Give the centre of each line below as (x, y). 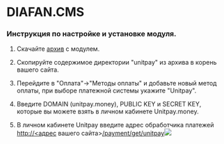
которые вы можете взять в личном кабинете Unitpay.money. (107, 111)
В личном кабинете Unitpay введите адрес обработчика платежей (115, 125)
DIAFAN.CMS (46, 12)
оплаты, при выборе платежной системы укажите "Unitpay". (106, 90)
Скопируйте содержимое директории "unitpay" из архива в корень (117, 63)
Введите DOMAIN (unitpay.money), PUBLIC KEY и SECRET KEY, (109, 104)
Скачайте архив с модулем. (58, 49)
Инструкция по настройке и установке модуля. (91, 34)
